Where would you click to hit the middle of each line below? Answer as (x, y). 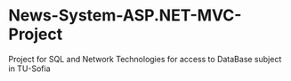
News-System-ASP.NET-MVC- (125, 16)
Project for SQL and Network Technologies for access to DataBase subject (145, 59)
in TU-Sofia (29, 69)
